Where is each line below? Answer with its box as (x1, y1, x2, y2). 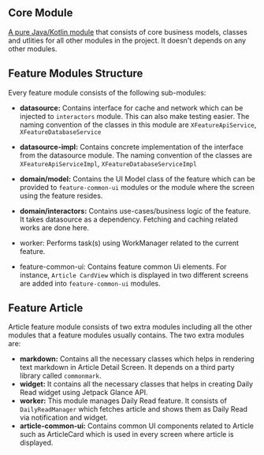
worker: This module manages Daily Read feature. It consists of (19, 396, 227, 405)
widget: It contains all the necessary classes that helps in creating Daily (19, 379, 254, 389)
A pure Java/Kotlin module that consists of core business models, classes (8, 27, 248, 36)
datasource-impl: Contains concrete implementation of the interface (19, 142, 244, 151)
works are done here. (19, 222, 89, 232)
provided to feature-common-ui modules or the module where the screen (19, 182, 255, 192)
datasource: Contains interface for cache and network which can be (19, 103, 244, 113)
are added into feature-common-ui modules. (19, 278, 162, 288)
